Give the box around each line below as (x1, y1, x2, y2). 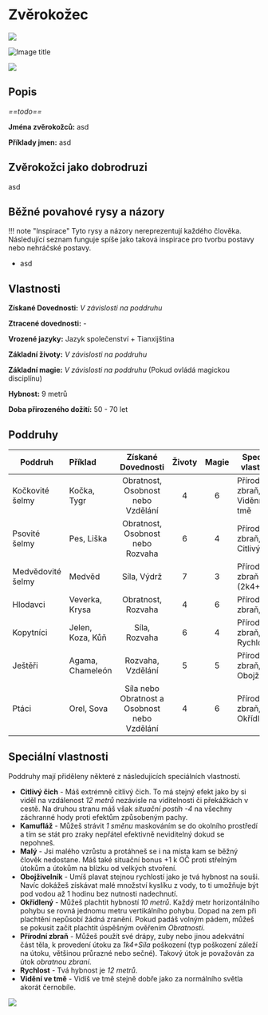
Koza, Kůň (69, 632, 108, 643)
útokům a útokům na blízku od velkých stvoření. (19, 863, 177, 873)
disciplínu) (8, 374, 42, 383)
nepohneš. (19, 837, 56, 847)
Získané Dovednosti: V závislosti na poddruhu (8, 303, 163, 313)
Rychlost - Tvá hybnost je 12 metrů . (19, 965, 138, 975)
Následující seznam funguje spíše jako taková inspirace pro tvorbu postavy (8, 234, 254, 245)
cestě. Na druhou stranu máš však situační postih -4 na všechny (19, 804, 233, 813)
